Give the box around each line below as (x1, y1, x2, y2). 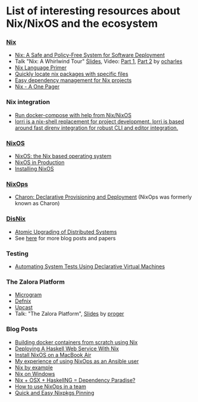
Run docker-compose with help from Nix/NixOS (14, 111, 132, 118)
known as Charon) (14, 200, 60, 207)
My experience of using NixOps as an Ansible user (14, 357, 139, 365)
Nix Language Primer (14, 64, 67, 71)
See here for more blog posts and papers (14, 234, 116, 241)
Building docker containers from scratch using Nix (14, 338, 138, 346)
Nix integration (6, 98, 51, 106)
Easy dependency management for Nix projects (14, 77, 132, 84)
